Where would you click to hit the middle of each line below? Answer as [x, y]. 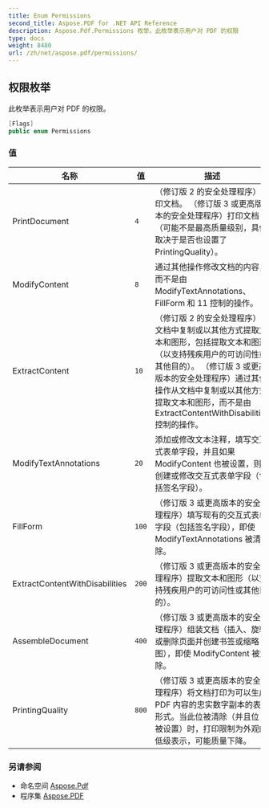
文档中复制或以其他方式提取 [207, 330]
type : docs [26, 38]
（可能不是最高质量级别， [203, 227]
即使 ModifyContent [212, 653]
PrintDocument [41, 221]
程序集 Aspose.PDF [52, 796]
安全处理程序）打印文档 [215, 215]
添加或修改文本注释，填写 [203, 439]
